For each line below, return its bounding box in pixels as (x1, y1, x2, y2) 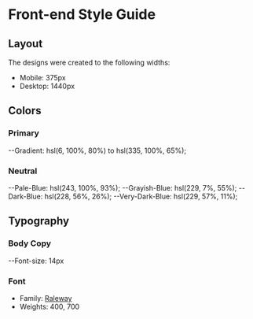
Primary (8, 128, 39, 139)
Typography (8, 214, 69, 228)
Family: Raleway (19, 293, 72, 302)
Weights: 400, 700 (19, 302, 80, 311)
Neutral (8, 165, 38, 176)
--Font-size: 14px (8, 256, 64, 265)
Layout (8, 37, 43, 50)
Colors (8, 104, 42, 117)
